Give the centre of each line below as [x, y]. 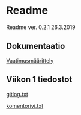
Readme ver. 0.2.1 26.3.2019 [41, 27]
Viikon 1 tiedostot [39, 80]
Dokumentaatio [36, 46]
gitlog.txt [17, 94]
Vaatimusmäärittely [30, 60]
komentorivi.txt [25, 105]
